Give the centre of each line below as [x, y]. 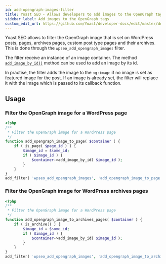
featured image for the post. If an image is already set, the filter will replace [82, 78]
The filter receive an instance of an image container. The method [71, 58]
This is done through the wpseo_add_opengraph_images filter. [65, 48]
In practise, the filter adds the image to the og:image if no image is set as [79, 73]
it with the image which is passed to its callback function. [63, 83]
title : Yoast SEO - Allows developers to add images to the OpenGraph [79, 14]
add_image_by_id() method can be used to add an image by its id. [72, 63]
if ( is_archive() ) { [37, 224]
